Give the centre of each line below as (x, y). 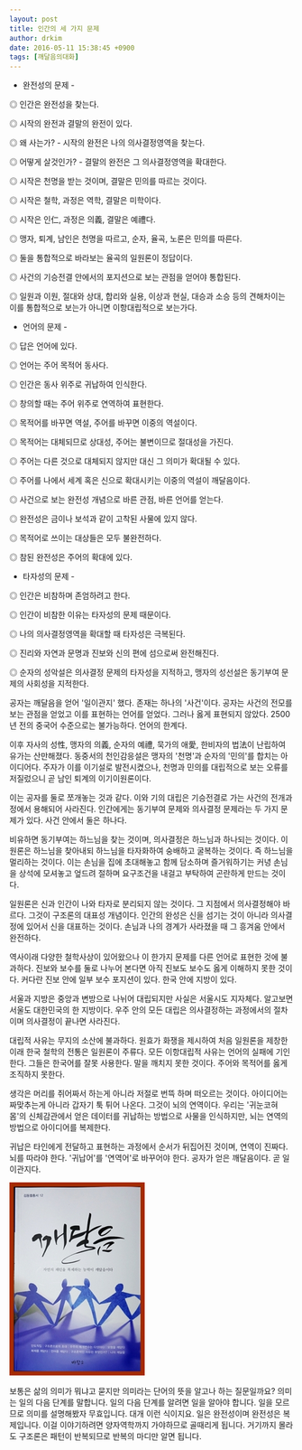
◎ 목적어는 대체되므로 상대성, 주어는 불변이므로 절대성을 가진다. (122, 442)
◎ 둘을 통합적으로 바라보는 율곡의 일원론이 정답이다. (101, 258)
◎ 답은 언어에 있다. (44, 346)
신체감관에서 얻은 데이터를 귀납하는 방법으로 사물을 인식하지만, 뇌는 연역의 (158, 1117)
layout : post (34, 19)
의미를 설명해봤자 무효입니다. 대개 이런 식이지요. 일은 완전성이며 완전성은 (153, 1414)
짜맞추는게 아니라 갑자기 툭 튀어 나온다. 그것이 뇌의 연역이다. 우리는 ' (129, 1105)
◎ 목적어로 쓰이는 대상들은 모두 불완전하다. (86, 538)
